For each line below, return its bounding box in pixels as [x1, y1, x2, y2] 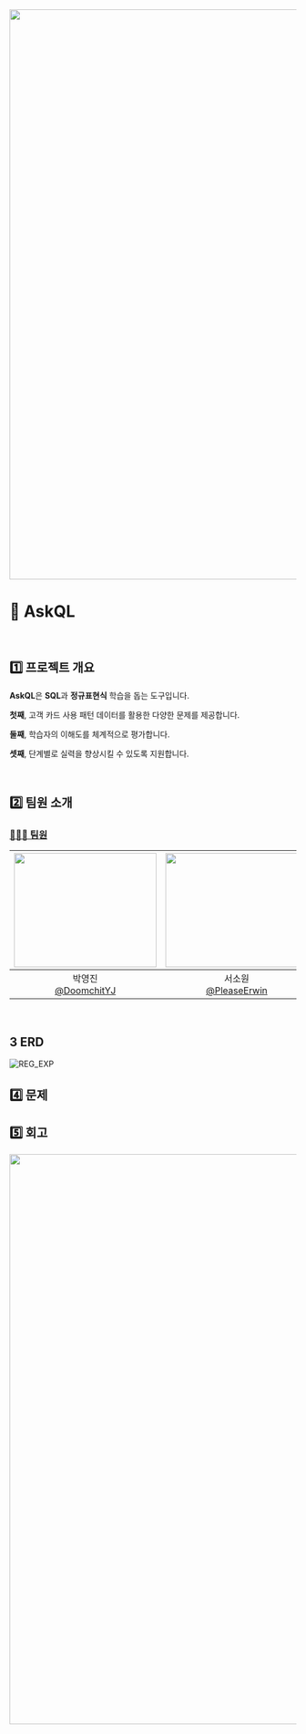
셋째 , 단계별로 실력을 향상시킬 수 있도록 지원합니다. [9, 748, 189, 759]
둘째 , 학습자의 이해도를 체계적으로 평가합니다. [9, 729, 170, 740]
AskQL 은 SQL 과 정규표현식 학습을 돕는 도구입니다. [9, 690, 189, 701]
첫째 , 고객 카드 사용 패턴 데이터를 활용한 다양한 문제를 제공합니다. [9, 709, 240, 720]
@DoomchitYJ [54, 984, 117, 997]
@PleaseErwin [206, 984, 268, 997]
